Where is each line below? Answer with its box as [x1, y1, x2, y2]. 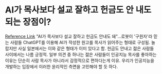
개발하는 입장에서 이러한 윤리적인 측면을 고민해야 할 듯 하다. [5, 63, 118, 69]
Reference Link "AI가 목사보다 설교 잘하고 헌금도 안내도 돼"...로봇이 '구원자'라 [5, 33, 153, 39]
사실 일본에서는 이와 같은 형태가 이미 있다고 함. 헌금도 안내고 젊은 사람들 [18, 45, 154, 51]
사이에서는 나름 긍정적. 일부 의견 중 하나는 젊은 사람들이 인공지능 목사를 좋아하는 [5, 51, 157, 57]
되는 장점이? [5, 16, 52, 28]
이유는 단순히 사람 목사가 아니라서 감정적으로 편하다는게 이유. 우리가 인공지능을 [5, 58, 155, 63]
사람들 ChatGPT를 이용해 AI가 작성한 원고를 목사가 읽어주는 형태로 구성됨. [10, 39, 150, 45]
